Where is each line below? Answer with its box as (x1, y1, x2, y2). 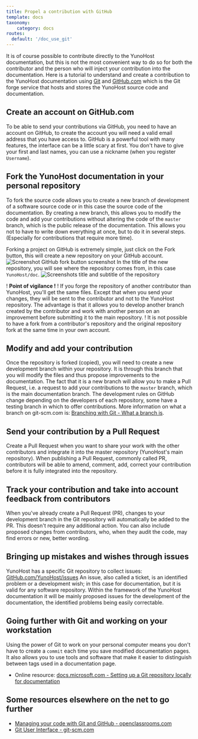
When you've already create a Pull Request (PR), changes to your (6, 509, 165, 517)
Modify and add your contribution (6, 344, 133, 354)
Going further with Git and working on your (6, 616, 168, 626)
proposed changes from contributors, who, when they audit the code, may (6, 528, 187, 535)
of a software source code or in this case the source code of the (6, 202, 163, 210)
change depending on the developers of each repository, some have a (6, 397, 177, 404)
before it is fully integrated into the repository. (6, 467, 118, 475)
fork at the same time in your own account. (6, 326, 111, 333)
